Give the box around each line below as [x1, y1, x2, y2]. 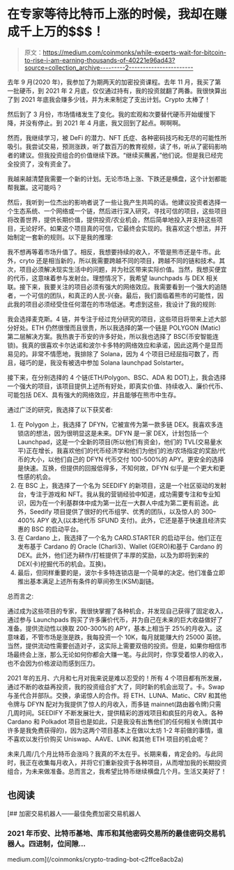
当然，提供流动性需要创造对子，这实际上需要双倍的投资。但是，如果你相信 [7, 641, 221, 650]
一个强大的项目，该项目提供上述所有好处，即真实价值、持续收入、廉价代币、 [7, 381, 227, 390]
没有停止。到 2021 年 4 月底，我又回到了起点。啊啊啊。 [25, 119, 185, 127]
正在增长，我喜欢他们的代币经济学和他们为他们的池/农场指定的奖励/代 [25, 446, 226, 455]
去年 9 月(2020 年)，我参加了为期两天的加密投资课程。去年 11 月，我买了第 [7, 77, 221, 86]
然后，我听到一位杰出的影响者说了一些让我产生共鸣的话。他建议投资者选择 [7, 198, 221, 206]
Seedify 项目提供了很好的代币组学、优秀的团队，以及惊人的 [29, 507, 201, 516]
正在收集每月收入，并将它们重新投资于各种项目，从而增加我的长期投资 [25, 758, 227, 767]
